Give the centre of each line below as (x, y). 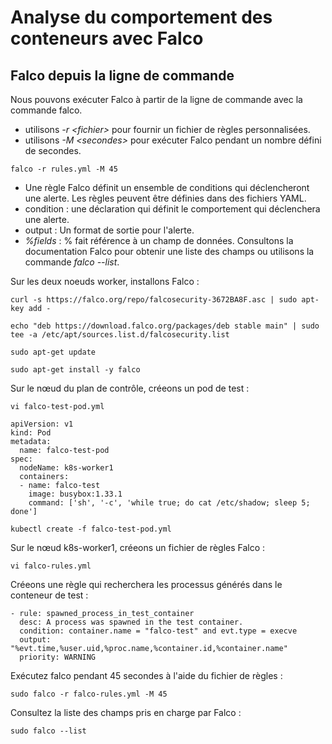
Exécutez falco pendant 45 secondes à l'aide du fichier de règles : (146, 675)
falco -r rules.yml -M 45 (64, 169)
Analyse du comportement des (141, 17)
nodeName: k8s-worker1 (66, 468)
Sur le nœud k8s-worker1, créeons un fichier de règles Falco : (138, 547)
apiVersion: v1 (42, 424)
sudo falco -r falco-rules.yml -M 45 (89, 694)
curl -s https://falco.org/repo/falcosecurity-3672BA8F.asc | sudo (154, 300)
